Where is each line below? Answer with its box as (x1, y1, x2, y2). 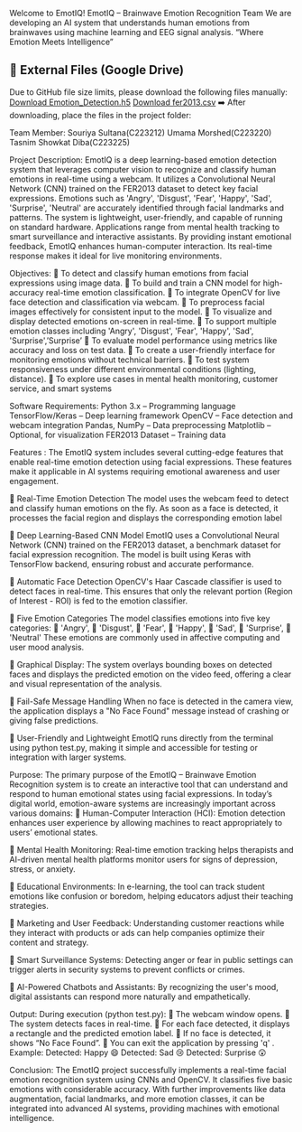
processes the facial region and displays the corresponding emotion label (9, 512, 282, 523)
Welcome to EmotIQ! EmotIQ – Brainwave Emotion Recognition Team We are (9, 8, 292, 18)
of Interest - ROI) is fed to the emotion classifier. (9, 595, 188, 606)
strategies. (9, 900, 50, 911)
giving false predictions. (9, 715, 99, 725)
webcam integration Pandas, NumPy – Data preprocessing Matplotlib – (9, 419, 271, 430)
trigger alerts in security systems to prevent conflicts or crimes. (9, 964, 245, 975)
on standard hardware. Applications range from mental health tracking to (9, 221, 280, 232)
